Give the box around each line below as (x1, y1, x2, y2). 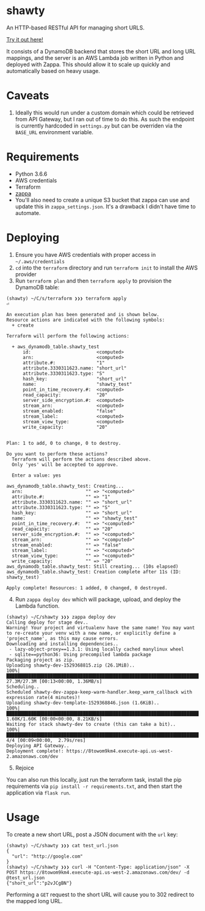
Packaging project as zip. (6, 657, 75, 663)
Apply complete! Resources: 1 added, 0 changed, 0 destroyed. (6, 584, 168, 591)
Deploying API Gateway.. (6, 743, 70, 749)
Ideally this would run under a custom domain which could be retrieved (15, 108, 194, 116)
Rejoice (15, 764, 35, 771)
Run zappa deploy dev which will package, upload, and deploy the (15, 595, 181, 603)
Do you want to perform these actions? (6, 451, 108, 457)
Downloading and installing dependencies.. (6, 641, 119, 647)
